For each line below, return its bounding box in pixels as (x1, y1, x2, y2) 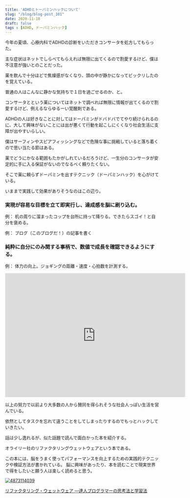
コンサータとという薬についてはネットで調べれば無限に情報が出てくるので (5, 99, 155, 105)
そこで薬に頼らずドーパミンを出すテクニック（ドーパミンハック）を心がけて (5, 172, 159, 178)
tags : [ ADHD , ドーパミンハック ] (5, 25, 67, 30)
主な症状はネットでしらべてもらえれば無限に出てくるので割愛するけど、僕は (5, 56, 159, 62)
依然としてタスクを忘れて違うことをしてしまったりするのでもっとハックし (5, 418, 154, 424)
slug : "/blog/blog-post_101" (5, 12, 64, 17)
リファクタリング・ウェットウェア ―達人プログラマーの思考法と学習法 (5, 488, 148, 494)
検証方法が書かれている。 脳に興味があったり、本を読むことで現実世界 (13, 461, 156, 468)
